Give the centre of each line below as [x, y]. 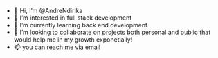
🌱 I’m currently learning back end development [80, 25]
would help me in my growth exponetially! [73, 40]
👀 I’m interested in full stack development [73, 18]
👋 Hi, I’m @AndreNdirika [48, 11]
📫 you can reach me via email [57, 47]
